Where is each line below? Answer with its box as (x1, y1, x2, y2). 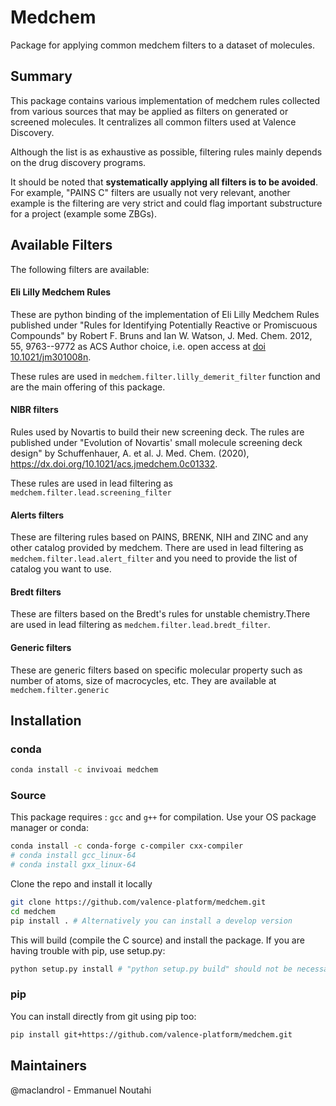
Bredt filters (10, 586, 62, 598)
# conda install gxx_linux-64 (10, 860, 137, 870)
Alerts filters (10, 509, 65, 521)
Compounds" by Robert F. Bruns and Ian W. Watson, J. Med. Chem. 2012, (10, 329, 313, 341)
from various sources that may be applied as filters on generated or (10, 105, 289, 117)
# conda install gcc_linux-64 (10, 851, 137, 861)
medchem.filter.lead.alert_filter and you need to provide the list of (10, 552, 298, 565)
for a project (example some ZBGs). (10, 207, 157, 220)
